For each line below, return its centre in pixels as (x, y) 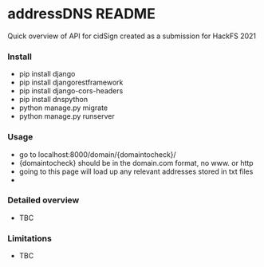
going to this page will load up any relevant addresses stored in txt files (136, 171)
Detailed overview (43, 200)
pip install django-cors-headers (71, 91)
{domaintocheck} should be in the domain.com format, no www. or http (136, 163)
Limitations (30, 238)
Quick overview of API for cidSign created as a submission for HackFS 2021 (132, 36)
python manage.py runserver (67, 116)
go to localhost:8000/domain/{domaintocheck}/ (97, 154)
